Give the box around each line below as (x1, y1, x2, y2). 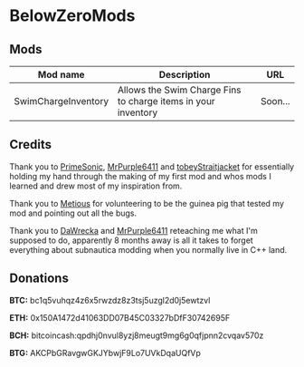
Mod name (37, 69, 85, 81)
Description (158, 69, 211, 81)
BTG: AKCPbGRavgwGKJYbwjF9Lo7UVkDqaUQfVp (9, 347, 202, 358)
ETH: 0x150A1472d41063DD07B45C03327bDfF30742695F (9, 312, 231, 323)
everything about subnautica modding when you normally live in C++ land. (9, 244, 288, 255)
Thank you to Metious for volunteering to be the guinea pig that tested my (9, 198, 285, 208)
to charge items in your (117, 95, 215, 107)
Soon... (261, 95, 290, 107)
